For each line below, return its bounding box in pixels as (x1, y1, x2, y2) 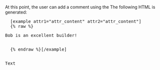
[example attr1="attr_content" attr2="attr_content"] (10, 19, 141, 24)
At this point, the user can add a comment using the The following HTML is (5, 4, 156, 10)
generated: (5, 9, 27, 15)
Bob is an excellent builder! (5, 33, 78, 38)
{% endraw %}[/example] (10, 47, 67, 52)
